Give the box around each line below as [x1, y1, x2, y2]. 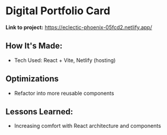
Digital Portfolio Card [5, 4, 111, 18]
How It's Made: [5, 41, 63, 51]
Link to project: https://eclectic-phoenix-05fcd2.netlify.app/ [5, 24, 152, 31]
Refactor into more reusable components [14, 89, 114, 97]
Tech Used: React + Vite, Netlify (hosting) [14, 56, 116, 63]
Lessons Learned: [5, 107, 73, 117]
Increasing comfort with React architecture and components [14, 123, 161, 130]
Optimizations [5, 74, 59, 84]
